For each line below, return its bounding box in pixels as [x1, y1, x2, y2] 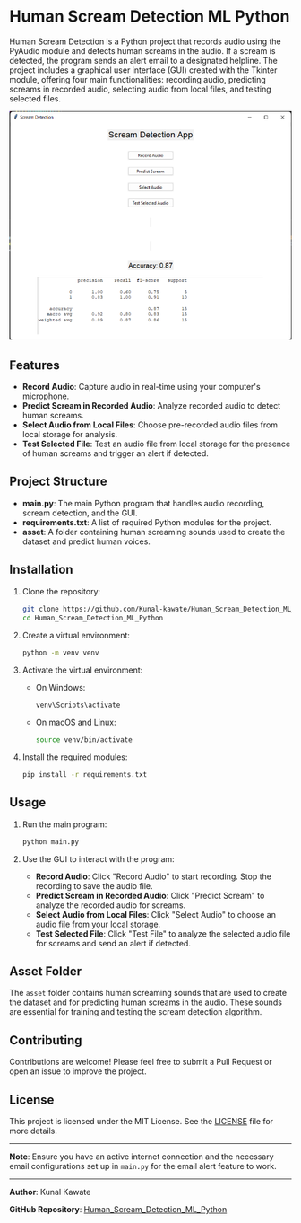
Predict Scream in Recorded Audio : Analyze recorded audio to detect [21, 400, 281, 410]
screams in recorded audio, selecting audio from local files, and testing [9, 84, 271, 94]
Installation [9, 562, 73, 577]
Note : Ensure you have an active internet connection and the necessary [9, 1151, 275, 1162]
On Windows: [35, 682, 86, 693]
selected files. [9, 92, 61, 104]
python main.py [21, 837, 80, 846]
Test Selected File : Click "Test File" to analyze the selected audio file [35, 928, 291, 939]
